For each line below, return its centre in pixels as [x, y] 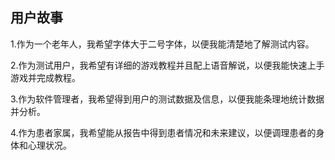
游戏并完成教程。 [45, 77]
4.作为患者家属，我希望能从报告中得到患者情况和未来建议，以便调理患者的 [163, 132]
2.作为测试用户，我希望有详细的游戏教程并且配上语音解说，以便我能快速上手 [167, 65]
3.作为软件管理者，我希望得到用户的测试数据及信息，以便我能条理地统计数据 [167, 99]
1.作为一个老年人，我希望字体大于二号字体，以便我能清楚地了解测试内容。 [162, 44]
